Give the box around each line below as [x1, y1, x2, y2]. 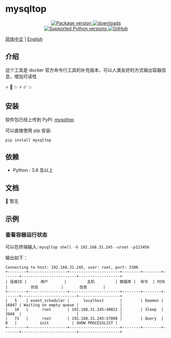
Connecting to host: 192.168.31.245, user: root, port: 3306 [5, 264, 139, 270]
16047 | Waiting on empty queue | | [5, 302, 123, 307]
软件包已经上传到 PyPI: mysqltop [5, 116, 74, 123]
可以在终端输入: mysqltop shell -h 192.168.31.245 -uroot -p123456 [5, 243, 149, 250]
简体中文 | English [5, 36, 43, 42]
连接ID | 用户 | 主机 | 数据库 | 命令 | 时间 [10, 279, 165, 284]
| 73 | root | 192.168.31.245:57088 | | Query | [5, 316, 164, 321]
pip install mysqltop [5, 138, 52, 143]
